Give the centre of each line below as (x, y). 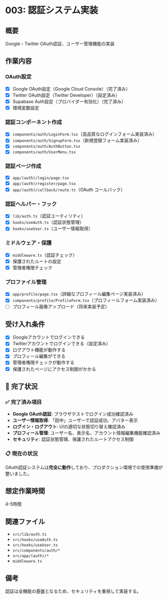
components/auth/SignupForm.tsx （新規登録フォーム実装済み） (77, 141)
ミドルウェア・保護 (28, 243)
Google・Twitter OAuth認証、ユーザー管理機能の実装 (60, 44)
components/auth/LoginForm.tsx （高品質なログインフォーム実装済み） (85, 134)
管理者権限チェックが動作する (43, 362)
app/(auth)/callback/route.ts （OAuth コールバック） (69, 190)
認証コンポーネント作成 (33, 122)
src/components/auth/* (36, 551)
